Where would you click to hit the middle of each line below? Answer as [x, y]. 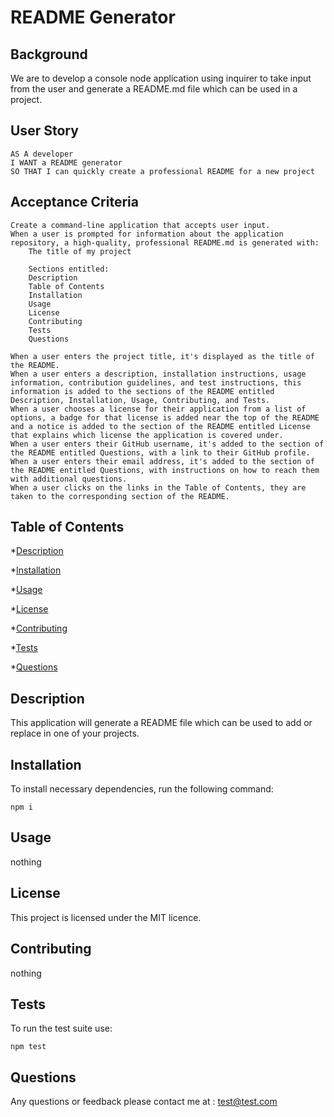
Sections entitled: [69, 269]
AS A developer [42, 154]
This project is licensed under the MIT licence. [106, 917]
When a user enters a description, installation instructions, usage [158, 374]
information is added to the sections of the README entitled [142, 391]
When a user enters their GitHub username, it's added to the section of [167, 444]
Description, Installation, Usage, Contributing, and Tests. [140, 400]
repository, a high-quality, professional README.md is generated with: [165, 242]
